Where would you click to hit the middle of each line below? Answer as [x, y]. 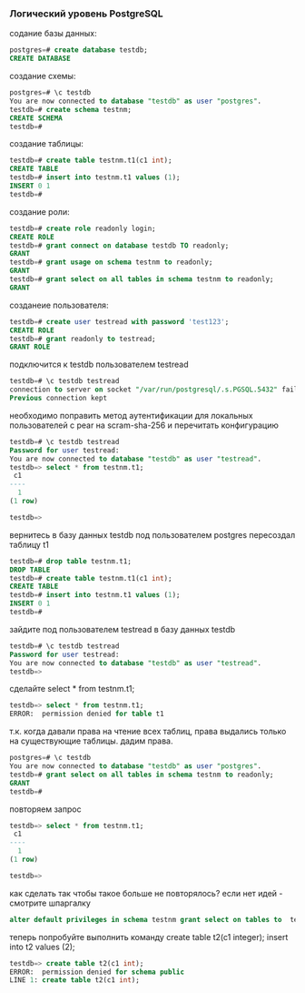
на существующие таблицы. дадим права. [92, 741]
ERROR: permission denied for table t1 [87, 714]
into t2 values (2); [42, 947]
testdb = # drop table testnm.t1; [70, 561]
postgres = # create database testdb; [79, 50]
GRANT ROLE [30, 347]
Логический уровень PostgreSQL [86, 14]
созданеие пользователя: [59, 305]
